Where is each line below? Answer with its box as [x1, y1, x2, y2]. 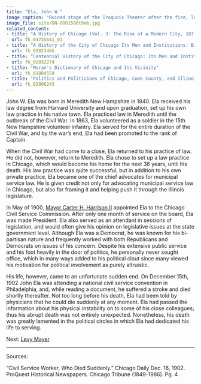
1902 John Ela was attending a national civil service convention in [6, 280, 168, 286]
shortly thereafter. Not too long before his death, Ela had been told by [6, 292, 178, 299]
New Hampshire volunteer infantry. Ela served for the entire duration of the [6, 124, 190, 130]
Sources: [6, 353, 29, 360]
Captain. [6, 136, 27, 143]
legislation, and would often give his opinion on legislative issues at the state [6, 223, 194, 230]
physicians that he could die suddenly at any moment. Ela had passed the [6, 298, 188, 305]
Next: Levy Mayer [6, 335, 50, 343]
